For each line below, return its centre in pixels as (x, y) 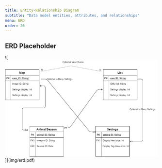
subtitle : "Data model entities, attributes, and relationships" (72, 15)
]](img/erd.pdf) (20, 160)
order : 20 (15, 26)
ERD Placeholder (31, 46)
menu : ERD (15, 20)
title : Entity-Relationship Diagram (42, 10)
